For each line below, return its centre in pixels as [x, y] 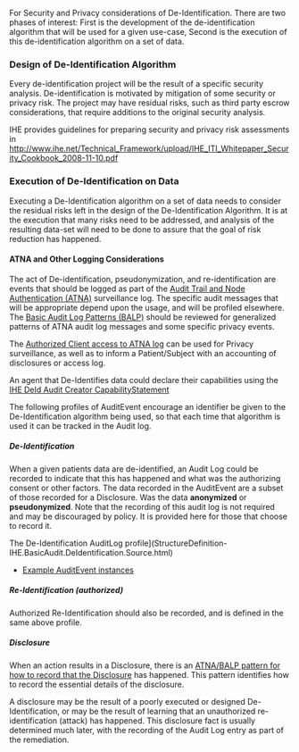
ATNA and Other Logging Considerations [87, 259]
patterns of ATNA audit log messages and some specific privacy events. [142, 326]
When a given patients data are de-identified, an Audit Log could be [134, 469]
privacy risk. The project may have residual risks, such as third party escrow [149, 103]
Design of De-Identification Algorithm [93, 64]
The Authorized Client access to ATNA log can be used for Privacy [132, 344]
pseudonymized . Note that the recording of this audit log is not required [142, 506]
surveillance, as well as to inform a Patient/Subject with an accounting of [143, 353]
